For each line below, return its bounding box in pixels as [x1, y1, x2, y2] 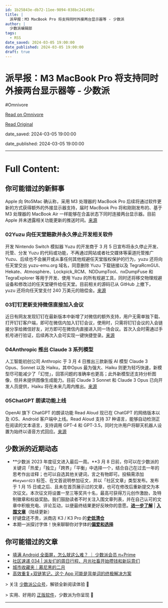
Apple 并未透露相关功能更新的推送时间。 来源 [5, 217, 97, 223]
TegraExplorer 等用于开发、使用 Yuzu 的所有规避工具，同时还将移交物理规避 [5, 274, 162, 281]
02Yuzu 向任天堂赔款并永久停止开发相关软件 [5, 231, 113, 238]
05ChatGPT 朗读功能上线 [5, 397, 66, 404]
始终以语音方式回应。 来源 [13, 428, 66, 434]
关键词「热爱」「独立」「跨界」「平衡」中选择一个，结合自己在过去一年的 [12, 465, 159, 471]
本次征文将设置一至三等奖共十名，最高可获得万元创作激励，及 [29, 490, 157, 496]
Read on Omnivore [5, 111, 43, 118]
